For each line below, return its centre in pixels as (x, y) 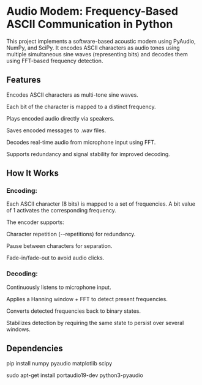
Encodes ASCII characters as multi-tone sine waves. (73, 95)
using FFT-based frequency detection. (55, 61)
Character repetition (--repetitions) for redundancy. (71, 234)
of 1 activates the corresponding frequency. (61, 211)
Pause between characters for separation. (59, 246)
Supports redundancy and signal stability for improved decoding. (88, 154)
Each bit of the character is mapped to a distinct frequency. (81, 107)
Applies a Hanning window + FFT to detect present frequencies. (87, 299)
